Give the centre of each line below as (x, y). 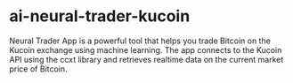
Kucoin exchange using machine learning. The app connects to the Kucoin (146, 49)
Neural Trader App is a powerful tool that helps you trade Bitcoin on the (140, 41)
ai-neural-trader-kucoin (100, 16)
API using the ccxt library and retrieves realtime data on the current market (146, 59)
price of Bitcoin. (39, 69)
